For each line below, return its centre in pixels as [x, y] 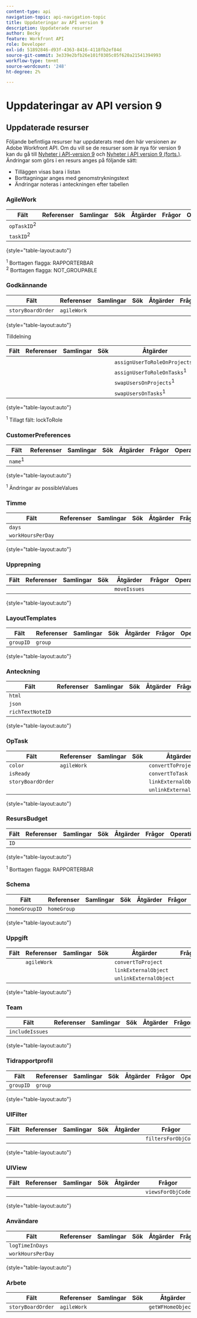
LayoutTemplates [31, 618]
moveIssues [129, 589]
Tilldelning [18, 336]
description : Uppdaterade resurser [50, 28]
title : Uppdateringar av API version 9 [55, 22]
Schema [18, 885]
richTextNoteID [30, 712]
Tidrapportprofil [30, 1061]
